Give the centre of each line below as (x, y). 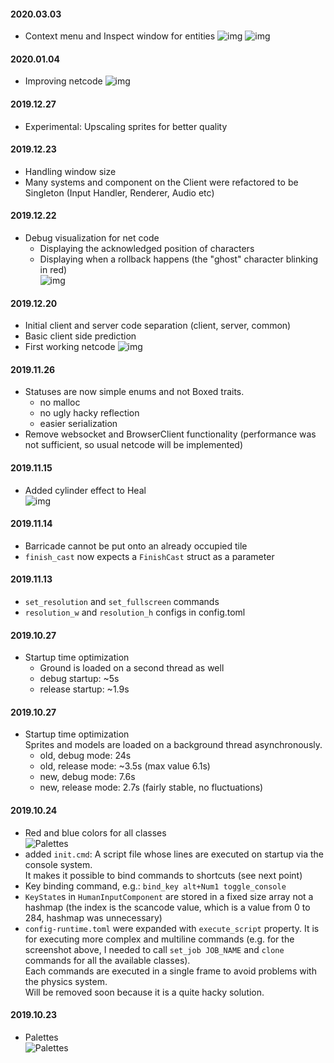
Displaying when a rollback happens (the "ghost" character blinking (179, 259)
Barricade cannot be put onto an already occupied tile (136, 546)
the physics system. (66, 981)
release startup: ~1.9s (84, 689)
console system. (58, 864)
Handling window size (70, 171)
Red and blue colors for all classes (95, 832)
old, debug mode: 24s (85, 756)
